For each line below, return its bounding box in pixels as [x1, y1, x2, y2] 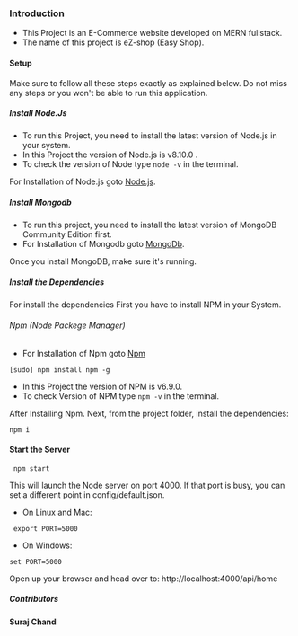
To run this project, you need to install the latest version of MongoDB [22, 219, 277, 231]
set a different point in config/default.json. [9, 489, 165, 500]
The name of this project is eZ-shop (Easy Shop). [22, 37, 205, 48]
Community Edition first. [22, 229, 112, 240]
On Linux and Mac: [22, 507, 92, 517]
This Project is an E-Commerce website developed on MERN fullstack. [22, 28, 283, 39]
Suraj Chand [9, 616, 57, 627]
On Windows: [22, 540, 73, 551]
